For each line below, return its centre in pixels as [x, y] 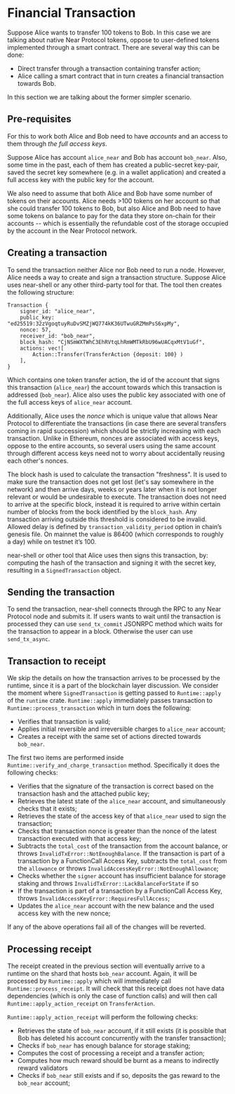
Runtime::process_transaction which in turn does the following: [99, 708]
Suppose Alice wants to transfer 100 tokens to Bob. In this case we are [109, 32]
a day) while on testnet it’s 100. [52, 541]
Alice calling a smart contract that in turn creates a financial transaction [121, 76]
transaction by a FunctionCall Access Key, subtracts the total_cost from [122, 861]
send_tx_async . [29, 639]
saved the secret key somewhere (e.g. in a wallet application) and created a [116, 172]
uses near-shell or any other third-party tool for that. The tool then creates [115, 285]
